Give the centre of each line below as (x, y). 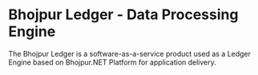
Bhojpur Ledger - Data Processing (123, 15)
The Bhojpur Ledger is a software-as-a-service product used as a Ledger (129, 53)
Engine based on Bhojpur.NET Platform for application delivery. (112, 62)
